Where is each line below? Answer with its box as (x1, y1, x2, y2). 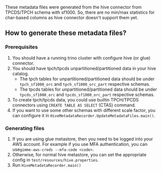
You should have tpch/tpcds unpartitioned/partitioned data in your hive (12, 65, 156, 71)
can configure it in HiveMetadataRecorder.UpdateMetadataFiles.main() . (12, 112, 156, 118)
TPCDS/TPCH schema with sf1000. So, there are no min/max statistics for (5, 9, 155, 15)
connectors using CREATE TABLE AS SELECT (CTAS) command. (12, 102, 136, 108)
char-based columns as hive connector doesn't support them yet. (5, 15, 138, 20)
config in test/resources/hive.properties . (12, 157, 99, 163)
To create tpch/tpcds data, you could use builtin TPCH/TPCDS (12, 97, 139, 103)
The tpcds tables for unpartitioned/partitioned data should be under (19, 86, 158, 92)
